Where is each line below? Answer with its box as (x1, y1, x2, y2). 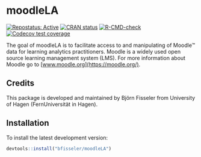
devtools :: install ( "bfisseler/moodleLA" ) (6, 146, 112, 152)
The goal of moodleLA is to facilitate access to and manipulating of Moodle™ (6, 42, 196, 49)
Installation (6, 118, 49, 128)
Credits (6, 78, 35, 88)
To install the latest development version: (6, 134, 108, 141)
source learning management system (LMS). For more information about (6, 54, 185, 61)
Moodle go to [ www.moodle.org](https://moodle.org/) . (6, 61, 141, 68)
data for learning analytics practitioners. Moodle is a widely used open (6, 48, 181, 55)
